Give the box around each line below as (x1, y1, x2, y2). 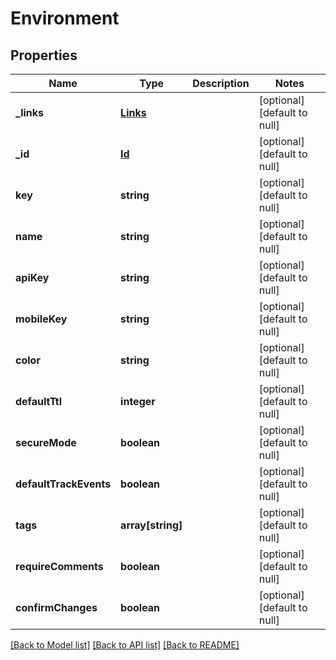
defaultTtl (15, 395, 63, 408)
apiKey (15, 271, 50, 284)
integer (120, 395, 156, 408)
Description (192, 77, 250, 90)
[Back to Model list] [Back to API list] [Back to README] (10, 639, 240, 651)
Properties (10, 47, 78, 64)
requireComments (15, 560, 104, 573)
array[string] (120, 518, 183, 532)
